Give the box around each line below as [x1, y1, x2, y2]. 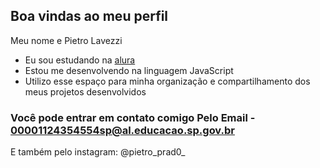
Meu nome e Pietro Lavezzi [10, 34, 123, 46]
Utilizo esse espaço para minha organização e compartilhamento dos [24, 75, 311, 87]
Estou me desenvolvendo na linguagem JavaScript [24, 64, 234, 76]
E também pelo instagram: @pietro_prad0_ [10, 146, 186, 158]
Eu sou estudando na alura [24, 54, 136, 66]
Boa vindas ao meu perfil [10, 8, 169, 25]
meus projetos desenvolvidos [24, 85, 147, 98]
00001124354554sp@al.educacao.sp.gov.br [10, 123, 235, 137]
